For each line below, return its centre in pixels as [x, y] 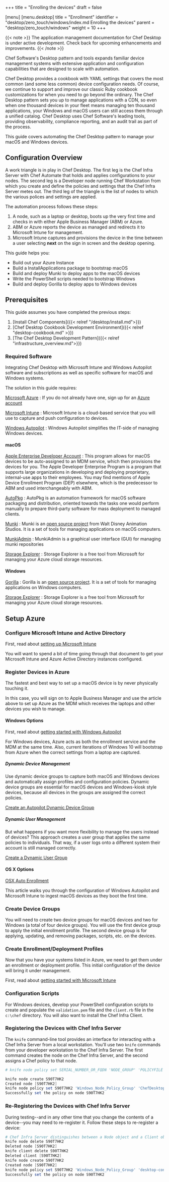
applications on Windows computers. [44, 588]
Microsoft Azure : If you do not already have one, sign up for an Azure [77, 398]
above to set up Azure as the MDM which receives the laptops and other [80, 704]
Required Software [28, 356]
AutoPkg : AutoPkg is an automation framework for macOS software [75, 498]
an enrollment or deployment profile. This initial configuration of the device [82, 965]
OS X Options [20, 869]
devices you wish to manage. [35, 709]
